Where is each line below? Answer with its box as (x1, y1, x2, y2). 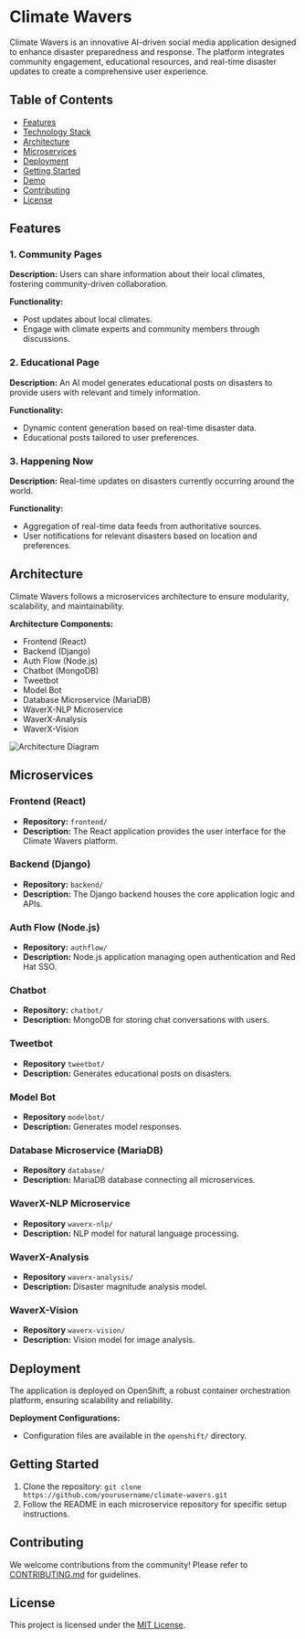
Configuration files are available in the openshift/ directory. (22, 1431, 247, 1442)
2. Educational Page (9, 357, 100, 369)
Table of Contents (9, 92, 114, 108)
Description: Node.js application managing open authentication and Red (22, 952, 296, 963)
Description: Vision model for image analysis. (22, 1335, 195, 1346)
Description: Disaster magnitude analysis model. (22, 1281, 207, 1292)
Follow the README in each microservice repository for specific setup (22, 1498, 288, 1509)
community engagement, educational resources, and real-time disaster (9, 56, 277, 67)
